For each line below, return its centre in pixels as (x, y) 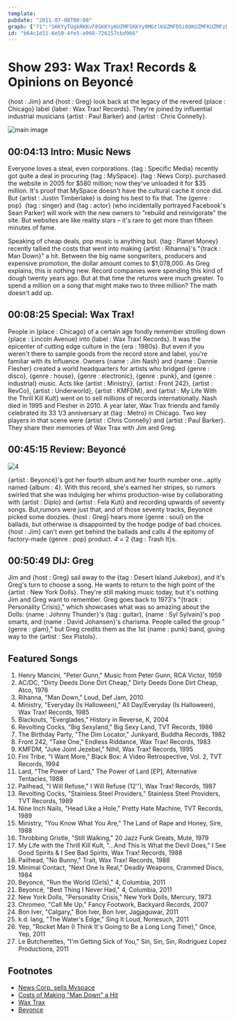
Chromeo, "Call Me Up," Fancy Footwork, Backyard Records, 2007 (113, 905)
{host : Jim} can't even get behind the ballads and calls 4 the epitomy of (111, 531)
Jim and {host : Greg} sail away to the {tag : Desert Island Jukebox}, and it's (116, 578)
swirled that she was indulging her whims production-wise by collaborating (115, 494)
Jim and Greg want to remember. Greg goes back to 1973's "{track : (105, 600)
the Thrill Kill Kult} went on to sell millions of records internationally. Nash (112, 398)
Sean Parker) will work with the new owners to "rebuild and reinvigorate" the (117, 213)
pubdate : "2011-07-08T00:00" (50, 20)
